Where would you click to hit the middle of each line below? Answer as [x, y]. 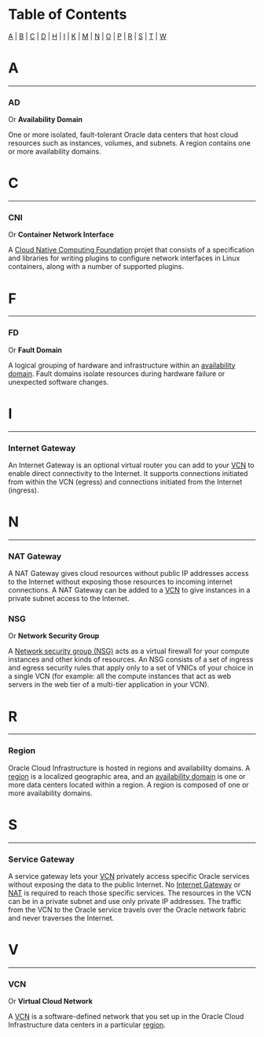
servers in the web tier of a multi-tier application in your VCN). [109, 685]
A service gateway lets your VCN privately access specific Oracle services [129, 876]
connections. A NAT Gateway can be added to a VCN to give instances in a [129, 590]
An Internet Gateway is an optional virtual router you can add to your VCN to [131, 465]
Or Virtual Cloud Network [50, 1002]
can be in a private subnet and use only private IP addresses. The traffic [125, 901]
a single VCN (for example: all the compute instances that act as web [120, 676]
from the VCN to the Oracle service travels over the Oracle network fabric [127, 910]
